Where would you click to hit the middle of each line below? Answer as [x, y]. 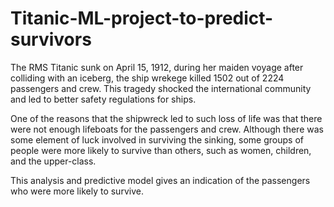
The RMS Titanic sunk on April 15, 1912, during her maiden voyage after [157, 67]
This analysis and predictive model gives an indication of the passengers [160, 180]
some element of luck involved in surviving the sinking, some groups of [157, 139]
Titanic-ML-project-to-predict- [142, 18]
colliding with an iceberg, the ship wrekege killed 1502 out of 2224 [147, 78]
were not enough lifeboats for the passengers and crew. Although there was [167, 129]
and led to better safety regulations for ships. [103, 99]
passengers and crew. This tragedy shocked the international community [161, 88]
